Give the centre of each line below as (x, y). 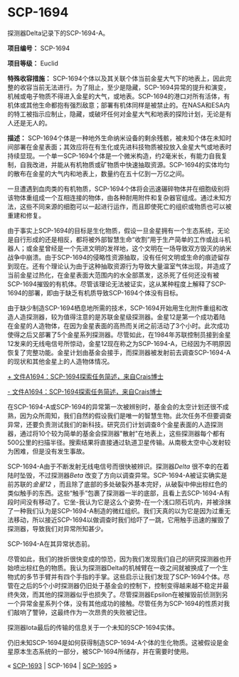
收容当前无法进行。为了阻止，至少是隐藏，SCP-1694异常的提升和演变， (125, 87)
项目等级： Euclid (33, 63)
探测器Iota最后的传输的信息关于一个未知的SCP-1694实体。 (93, 627)
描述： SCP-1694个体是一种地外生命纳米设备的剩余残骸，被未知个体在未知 (116, 138)
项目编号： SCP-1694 (38, 48)
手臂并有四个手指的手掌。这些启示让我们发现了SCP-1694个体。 (131, 577)
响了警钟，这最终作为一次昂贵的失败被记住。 (85, 612)
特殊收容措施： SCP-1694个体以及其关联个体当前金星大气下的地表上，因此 (116, 78)
